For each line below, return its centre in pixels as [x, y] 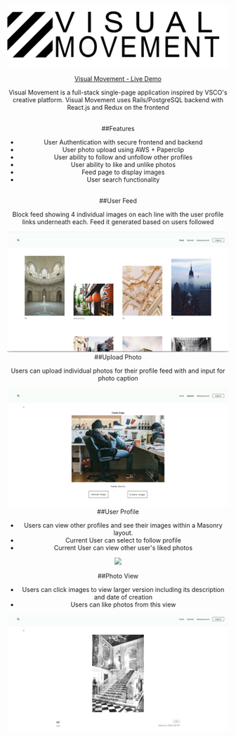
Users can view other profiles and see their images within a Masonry [123, 525]
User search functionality [123, 179]
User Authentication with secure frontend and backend [123, 142]
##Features [118, 128]
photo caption [118, 378]
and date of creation [123, 597]
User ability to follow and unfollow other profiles [123, 157]
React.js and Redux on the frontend [118, 107]
